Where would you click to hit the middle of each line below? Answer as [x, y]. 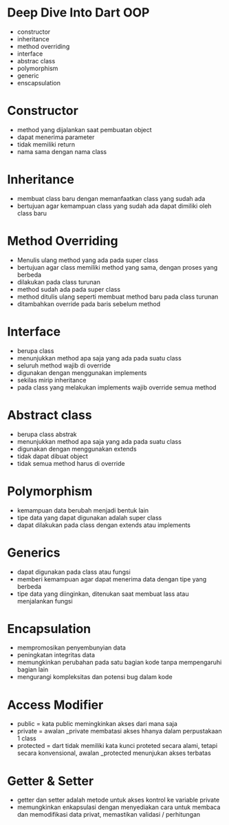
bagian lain [33, 669]
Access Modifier [55, 705]
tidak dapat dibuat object [52, 456]
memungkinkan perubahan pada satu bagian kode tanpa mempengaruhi [119, 663]
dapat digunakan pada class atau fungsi [74, 572]
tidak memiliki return [46, 144]
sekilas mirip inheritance [52, 380]
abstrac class [36, 61]
